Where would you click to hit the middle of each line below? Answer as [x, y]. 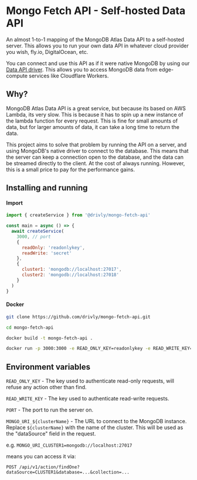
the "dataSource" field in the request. [51, 434]
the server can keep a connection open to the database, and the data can [95, 157]
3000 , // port [34, 236]
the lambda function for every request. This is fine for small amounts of [92, 121]
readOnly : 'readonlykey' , [53, 247]
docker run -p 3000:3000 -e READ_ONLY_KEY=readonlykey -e [78, 349]
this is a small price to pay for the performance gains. [70, 169]
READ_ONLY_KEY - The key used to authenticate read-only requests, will [90, 381]
